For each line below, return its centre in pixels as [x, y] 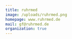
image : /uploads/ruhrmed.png [36, 15]
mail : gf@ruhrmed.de [27, 24]
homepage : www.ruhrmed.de [33, 19]
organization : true [26, 29]
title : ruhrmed [21, 10]
